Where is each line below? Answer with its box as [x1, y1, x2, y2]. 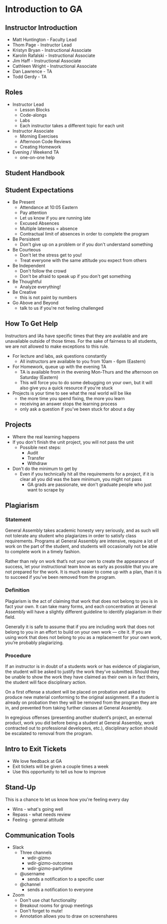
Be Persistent [12, 236, 40, 242]
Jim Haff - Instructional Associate [12, 58, 81, 63]
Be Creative [12, 289, 37, 295]
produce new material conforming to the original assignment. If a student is [5, 694, 159, 700]
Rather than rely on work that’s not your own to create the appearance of [5, 558, 155, 564]
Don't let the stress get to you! [19, 252, 82, 258]
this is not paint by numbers [19, 294, 77, 300]
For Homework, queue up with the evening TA [12, 363, 107, 370]
